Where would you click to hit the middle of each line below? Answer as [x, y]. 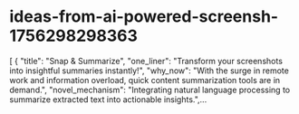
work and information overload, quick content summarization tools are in [145, 80]
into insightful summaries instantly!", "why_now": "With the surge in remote [149, 71]
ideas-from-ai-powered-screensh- [144, 17]
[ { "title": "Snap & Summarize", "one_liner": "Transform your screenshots [146, 61]
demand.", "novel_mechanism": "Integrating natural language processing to [150, 90]
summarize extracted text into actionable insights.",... [108, 99]
